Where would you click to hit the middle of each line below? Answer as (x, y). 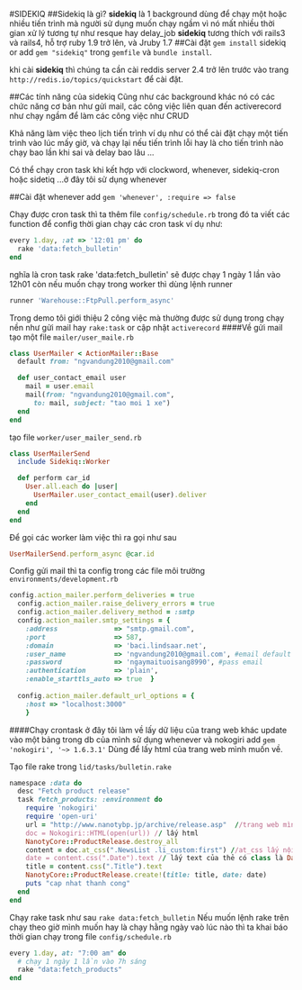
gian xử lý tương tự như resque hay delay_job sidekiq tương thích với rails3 (147, 33)
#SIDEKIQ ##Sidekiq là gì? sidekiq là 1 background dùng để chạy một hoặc (148, 14)
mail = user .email (60, 386)
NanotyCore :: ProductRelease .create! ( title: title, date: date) (147, 875)
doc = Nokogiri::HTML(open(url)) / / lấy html (112, 833)
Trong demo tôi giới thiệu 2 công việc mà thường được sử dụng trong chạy (147, 318)
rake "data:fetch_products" (70, 970)
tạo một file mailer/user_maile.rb (72, 337)
